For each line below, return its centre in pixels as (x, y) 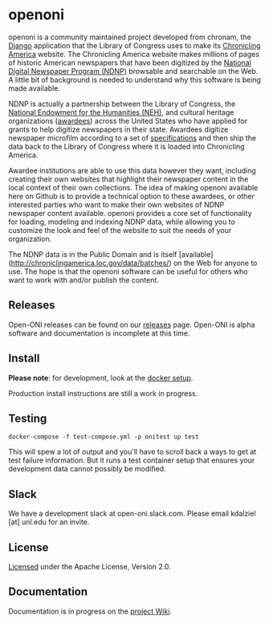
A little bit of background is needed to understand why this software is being (134, 80)
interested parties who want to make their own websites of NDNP (116, 204)
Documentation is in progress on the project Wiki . (90, 611)
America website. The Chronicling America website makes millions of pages (134, 54)
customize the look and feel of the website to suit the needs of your (120, 230)
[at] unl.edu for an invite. (49, 522)
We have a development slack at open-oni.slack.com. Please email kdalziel (132, 514)
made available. (34, 88)
